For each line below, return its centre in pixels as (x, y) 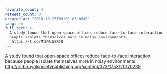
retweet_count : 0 (23, 14)
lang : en (14, 23)
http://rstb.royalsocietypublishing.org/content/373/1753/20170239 (73, 66)
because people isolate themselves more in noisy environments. (71, 61)
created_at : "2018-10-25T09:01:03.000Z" (48, 19)
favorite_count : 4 (24, 10)
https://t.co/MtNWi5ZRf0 (38, 42)
